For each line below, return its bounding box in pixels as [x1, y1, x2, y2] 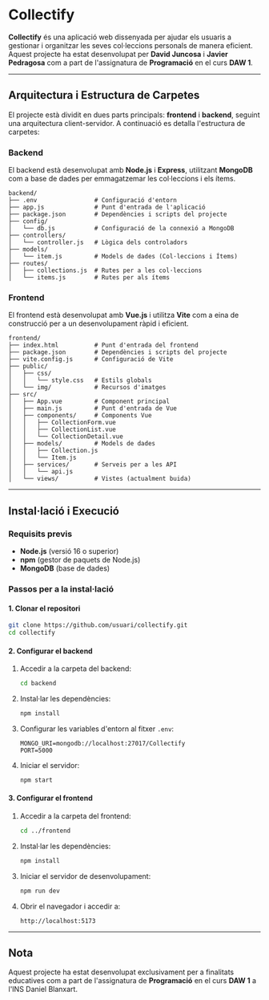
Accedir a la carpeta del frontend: [19, 811, 131, 820]
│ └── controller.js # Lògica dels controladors [8, 238, 188, 246]
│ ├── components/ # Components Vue [8, 412, 152, 420]
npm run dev [19, 887, 60, 895]
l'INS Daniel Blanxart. [8, 985, 78, 994]
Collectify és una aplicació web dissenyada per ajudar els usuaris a [8, 32, 232, 42]
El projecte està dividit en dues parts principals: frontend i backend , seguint [8, 110, 260, 120]
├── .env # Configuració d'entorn [8, 197, 178, 205]
